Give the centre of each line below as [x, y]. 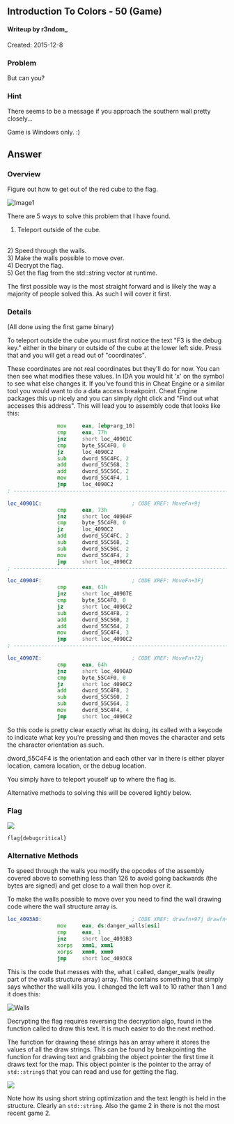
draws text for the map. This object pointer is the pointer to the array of [109, 1064]
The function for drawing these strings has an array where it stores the [109, 1042]
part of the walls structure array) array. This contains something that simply [116, 979]
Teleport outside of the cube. [59, 229]
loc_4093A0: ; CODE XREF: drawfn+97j [106, 920]
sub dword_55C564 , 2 [93, 704]
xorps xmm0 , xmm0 [85, 952]
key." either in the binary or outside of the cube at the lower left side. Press [114, 348]
